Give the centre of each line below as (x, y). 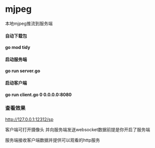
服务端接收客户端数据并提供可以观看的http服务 (53, 140)
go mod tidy (18, 48)
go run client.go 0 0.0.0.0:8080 (38, 95)
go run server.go (23, 71)
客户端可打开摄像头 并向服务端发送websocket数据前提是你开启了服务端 (77, 129)
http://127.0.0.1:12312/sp (29, 119)
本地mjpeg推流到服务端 (29, 23)
